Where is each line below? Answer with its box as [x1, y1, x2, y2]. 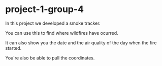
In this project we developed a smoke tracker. [5, 20, 101, 26]
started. [5, 45, 22, 51]
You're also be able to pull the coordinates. [5, 54, 95, 61]
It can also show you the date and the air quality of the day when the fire [5, 39, 157, 46]
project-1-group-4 [5, 4, 84, 15]
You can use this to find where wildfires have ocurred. [5, 30, 118, 36]
